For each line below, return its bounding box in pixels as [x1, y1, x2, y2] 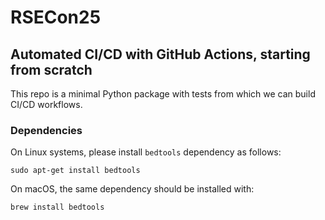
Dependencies [10, 123, 83, 137]
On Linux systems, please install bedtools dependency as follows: [10, 146, 282, 158]
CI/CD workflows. [10, 99, 83, 110]
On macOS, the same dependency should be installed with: [10, 183, 255, 195]
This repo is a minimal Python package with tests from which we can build [10, 88, 316, 100]
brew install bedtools [10, 202, 105, 213]
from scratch [10, 61, 93, 78]
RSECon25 [10, 6, 102, 29]
